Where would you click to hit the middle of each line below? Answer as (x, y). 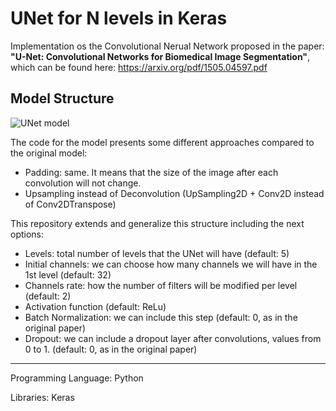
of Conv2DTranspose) (70, 204)
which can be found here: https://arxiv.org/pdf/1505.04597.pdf (139, 67)
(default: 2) (48, 296)
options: (27, 234)
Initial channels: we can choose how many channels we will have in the (171, 264)
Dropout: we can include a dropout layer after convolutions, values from (173, 338)
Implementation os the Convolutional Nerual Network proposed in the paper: (167, 46)
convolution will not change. (83, 183)
